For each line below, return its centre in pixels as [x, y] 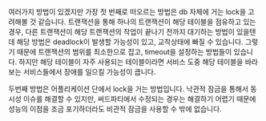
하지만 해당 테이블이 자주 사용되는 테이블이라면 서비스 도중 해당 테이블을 [131, 62]
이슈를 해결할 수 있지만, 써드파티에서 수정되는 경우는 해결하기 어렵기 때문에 [139, 99]
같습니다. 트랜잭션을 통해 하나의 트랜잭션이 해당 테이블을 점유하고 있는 [147, 22]
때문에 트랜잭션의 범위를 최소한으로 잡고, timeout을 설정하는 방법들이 [124, 52]
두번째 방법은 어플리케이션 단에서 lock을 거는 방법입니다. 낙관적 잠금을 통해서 [129, 89]
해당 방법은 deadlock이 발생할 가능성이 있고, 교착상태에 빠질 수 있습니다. [130, 42]
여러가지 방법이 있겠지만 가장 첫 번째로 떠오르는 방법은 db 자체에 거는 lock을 [127, 12]
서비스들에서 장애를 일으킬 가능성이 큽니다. [89, 72]
